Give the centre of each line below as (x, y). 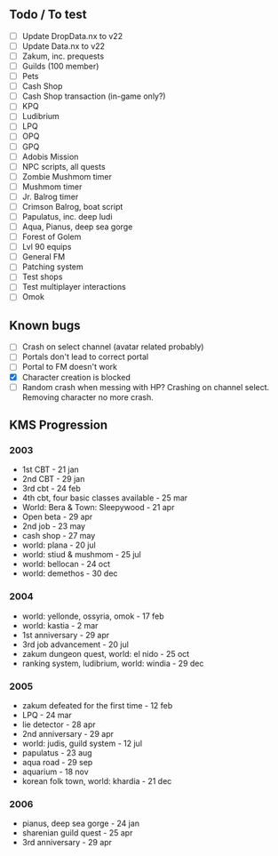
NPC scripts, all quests (64, 166)
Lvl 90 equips (47, 247)
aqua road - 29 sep (57, 762)
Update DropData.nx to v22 (72, 36)
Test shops (42, 277)
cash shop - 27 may (59, 536)
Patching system (53, 267)
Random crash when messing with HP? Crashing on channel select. (146, 387)
